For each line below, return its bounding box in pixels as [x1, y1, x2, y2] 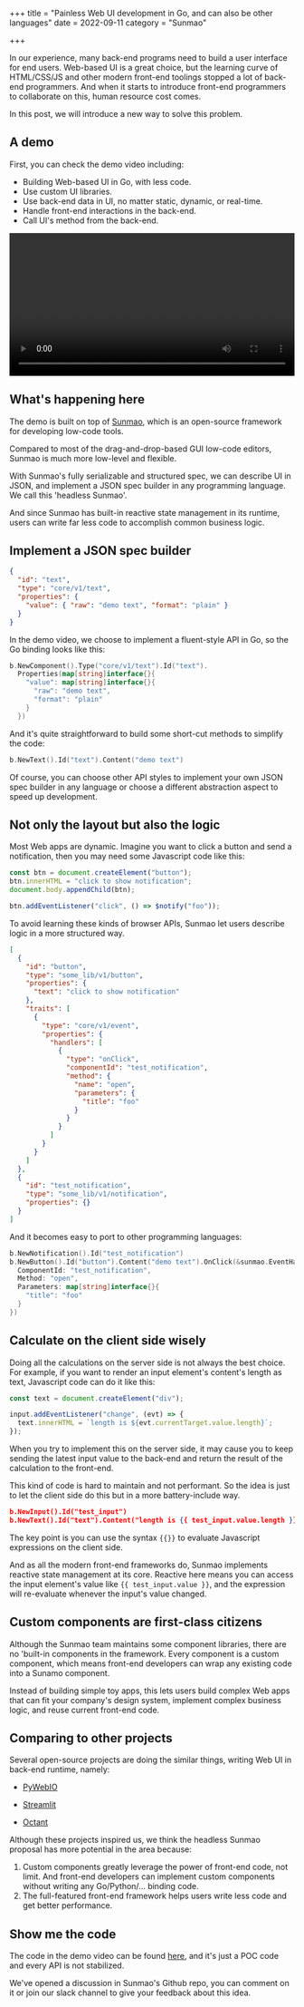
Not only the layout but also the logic [9, 817, 221, 832]
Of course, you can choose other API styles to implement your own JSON [9, 771, 283, 782]
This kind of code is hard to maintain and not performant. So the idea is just [9, 1480, 290, 1491]
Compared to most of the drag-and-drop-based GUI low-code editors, [9, 443, 272, 454]
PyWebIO [22, 1781, 58, 1793]
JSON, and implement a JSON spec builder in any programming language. [9, 480, 287, 490]
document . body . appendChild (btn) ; [9, 886, 136, 895]
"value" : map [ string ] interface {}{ [25, 678, 156, 687]
